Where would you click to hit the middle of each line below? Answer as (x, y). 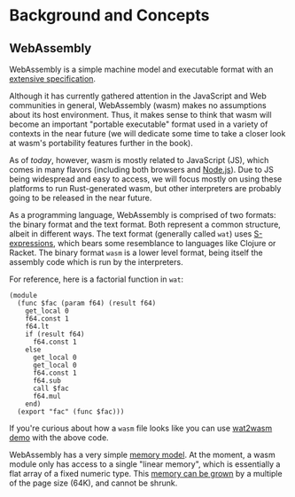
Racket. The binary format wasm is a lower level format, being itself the (136, 252)
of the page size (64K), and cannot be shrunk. (93, 483)
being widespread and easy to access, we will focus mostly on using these (146, 179)
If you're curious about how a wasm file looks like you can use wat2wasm (141, 428)
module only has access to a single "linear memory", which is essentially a (145, 464)
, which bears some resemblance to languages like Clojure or (164, 243)
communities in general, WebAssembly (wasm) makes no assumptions (138, 105)
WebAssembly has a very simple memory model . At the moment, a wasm (143, 454)
